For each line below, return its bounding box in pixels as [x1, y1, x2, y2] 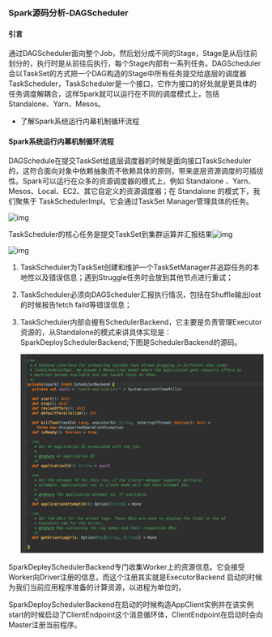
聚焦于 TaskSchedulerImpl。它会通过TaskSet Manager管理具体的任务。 [15, 196, 253, 206]
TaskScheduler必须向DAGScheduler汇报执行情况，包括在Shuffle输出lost [19, 290, 261, 299]
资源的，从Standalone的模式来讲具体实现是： [19, 327, 172, 338]
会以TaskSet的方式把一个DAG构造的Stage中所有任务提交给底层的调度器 [8, 69, 247, 79]
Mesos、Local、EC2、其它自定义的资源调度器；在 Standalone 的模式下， [8, 187, 253, 196]
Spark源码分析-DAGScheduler [8, 6, 129, 18]
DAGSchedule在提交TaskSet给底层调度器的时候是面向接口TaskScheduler [8, 156, 252, 166]
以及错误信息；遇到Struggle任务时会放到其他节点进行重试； [34, 273, 233, 282]
